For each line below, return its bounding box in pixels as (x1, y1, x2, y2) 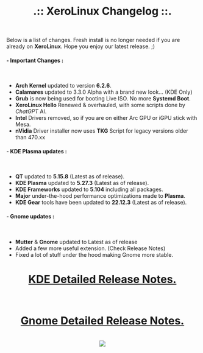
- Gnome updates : (6, 212, 55, 220)
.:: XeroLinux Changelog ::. (33, 4, 172, 18)
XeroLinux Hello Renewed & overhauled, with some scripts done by (15, 102, 186, 109)
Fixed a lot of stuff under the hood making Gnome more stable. (15, 251, 174, 258)
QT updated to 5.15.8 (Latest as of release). (15, 173, 125, 180)
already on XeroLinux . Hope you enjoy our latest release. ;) (6, 43, 155, 50)
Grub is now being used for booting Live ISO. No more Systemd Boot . (15, 95, 191, 102)
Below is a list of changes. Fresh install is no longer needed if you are (6, 36, 180, 43)
